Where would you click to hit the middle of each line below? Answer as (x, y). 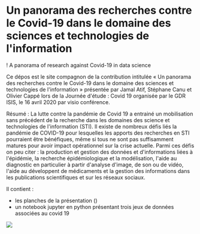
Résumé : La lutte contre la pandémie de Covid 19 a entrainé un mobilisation (100, 114)
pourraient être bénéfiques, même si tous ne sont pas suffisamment (90, 139)
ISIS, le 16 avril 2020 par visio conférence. (58, 102)
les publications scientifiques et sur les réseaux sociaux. (76, 177)
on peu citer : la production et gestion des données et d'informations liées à (100, 152)
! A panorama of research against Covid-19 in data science (79, 65)
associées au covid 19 (42, 213)
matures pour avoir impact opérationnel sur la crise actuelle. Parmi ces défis (100, 145)
